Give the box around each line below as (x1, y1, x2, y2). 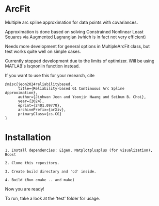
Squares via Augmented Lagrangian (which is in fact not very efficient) (5, 34, 146, 40)
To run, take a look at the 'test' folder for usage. (5, 195, 100, 201)
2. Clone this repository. (5, 160, 60, 165)
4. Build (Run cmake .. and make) (5, 177, 75, 182)
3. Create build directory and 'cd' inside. (5, 169, 96, 174)
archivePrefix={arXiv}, (17, 107, 66, 112)
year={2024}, (17, 98, 45, 104)
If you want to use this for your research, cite (5, 72, 95, 78)
